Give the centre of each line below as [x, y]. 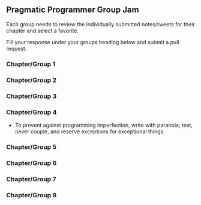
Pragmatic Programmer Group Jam [73, 10]
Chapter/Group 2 [31, 80]
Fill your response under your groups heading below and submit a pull [93, 42]
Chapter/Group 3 [31, 96]
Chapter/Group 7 [31, 179]
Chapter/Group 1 [31, 64]
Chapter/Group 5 [31, 147]
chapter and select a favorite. [43, 30]
